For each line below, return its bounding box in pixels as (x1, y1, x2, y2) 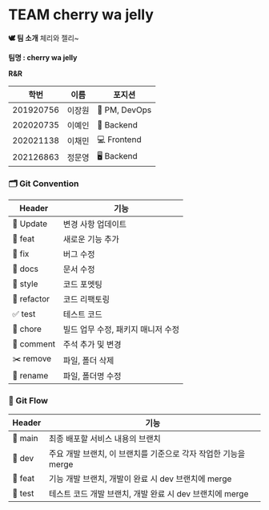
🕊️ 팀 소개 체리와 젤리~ (8, 33, 79, 42)
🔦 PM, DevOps (97, 104, 152, 115)
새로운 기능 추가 (62, 234, 120, 245)
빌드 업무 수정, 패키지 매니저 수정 (62, 324, 180, 335)
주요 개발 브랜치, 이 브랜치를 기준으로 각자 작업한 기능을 (49, 447, 246, 459)
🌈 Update (12, 218, 48, 229)
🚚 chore (12, 323, 42, 334)
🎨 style (12, 278, 38, 289)
